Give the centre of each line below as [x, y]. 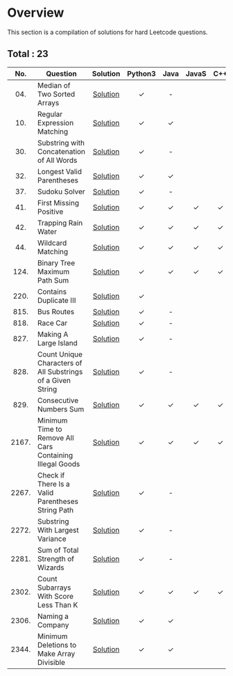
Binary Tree [56, 262]
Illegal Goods [59, 464]
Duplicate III [57, 300]
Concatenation [61, 151]
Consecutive [58, 400]
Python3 [141, 73]
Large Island [57, 343]
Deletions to [57, 645]
